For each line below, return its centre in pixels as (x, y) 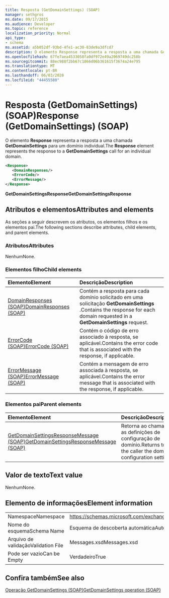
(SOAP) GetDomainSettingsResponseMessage (62, 441)
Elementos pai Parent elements (44, 404)
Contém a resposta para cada (115, 291)
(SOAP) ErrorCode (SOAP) (38, 346)
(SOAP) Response (42, 116)
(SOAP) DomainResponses (39, 307)
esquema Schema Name (36, 531)
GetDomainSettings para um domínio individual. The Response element (80, 145)
